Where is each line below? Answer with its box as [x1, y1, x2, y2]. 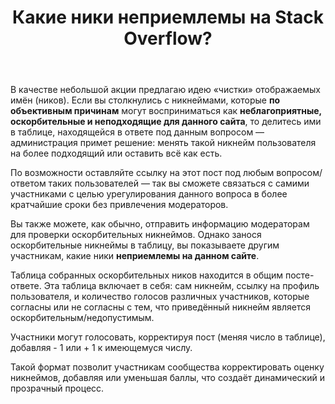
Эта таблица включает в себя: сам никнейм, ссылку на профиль [43, 280, 320, 292]
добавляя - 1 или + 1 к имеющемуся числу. [10, 342, 193, 354]
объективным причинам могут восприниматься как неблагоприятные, [10, 105, 322, 117]
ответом [10, 177, 47, 190]
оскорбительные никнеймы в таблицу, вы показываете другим [10, 239, 280, 251]
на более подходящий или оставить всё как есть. [10, 147, 223, 160]
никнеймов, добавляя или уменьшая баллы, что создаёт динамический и [10, 372, 325, 384]
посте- [284, 269, 315, 281]
